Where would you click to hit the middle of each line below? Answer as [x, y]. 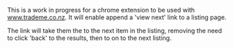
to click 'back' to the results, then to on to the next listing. [89, 38]
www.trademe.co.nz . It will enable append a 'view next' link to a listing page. [117, 17]
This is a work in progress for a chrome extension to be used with [101, 10]
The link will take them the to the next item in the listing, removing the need [115, 31]
